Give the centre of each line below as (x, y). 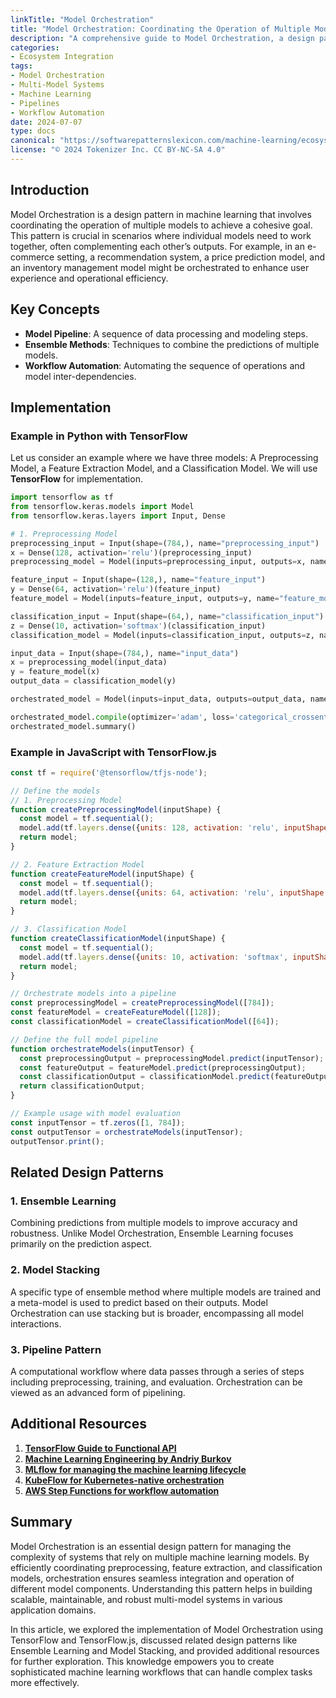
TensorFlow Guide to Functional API (100, 1448)
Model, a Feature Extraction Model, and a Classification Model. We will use (164, 468)
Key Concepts (55, 309)
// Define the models (55, 791)
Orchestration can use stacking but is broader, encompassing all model (157, 1313)
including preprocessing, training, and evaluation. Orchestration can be (156, 1382)
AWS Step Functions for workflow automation (122, 1490)
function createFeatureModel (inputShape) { (102, 874)
